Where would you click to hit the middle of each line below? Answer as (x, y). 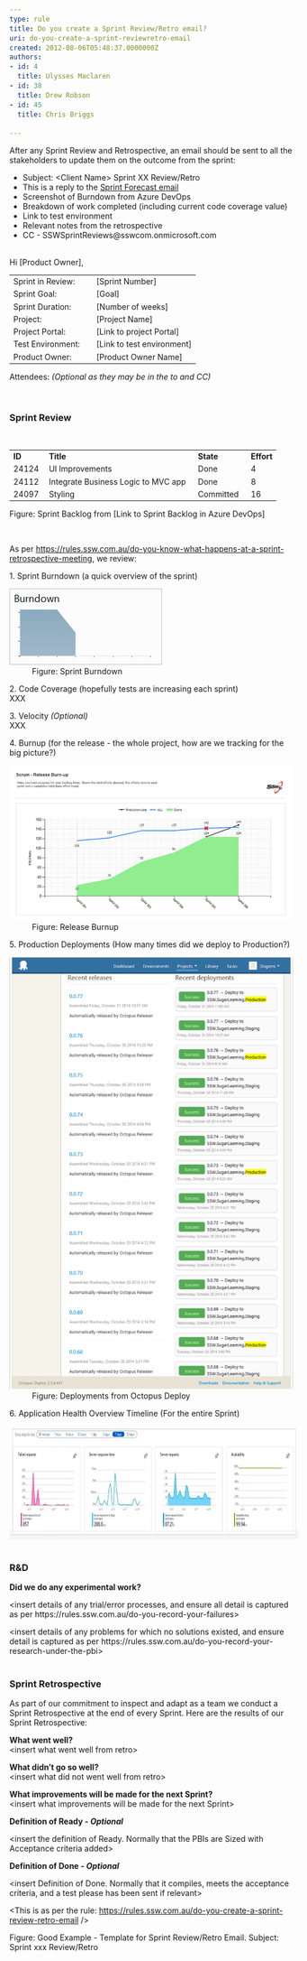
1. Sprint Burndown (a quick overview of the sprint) (104, 576)
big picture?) (33, 753)
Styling (62, 494)
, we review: (114, 559)
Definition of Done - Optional (64, 1866)
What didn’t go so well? (54, 1767)
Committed (218, 494)
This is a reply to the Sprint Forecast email (100, 187)
